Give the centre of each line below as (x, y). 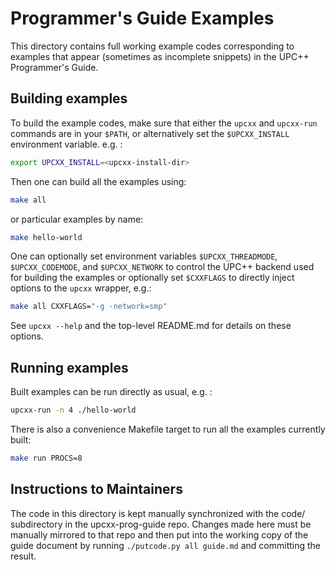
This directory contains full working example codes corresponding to (152, 46)
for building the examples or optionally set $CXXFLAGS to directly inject (152, 278)
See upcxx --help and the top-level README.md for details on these (151, 326)
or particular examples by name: (77, 219)
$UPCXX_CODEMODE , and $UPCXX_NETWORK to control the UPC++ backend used (162, 267)
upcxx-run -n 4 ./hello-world (73, 410)
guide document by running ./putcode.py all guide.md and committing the (166, 545)
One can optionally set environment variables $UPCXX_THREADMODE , (144, 256)
